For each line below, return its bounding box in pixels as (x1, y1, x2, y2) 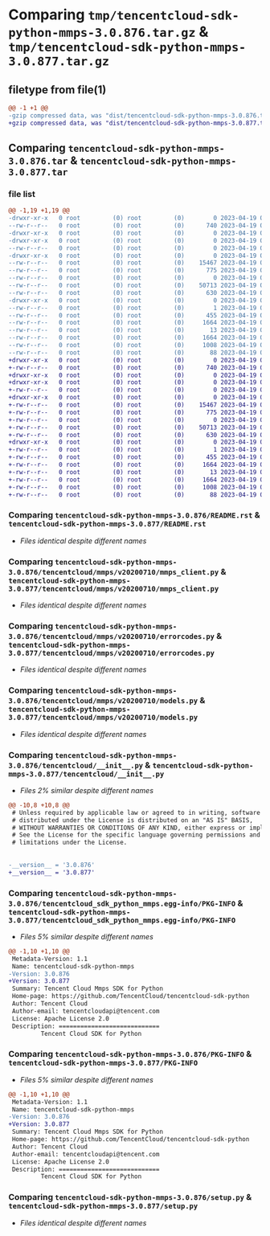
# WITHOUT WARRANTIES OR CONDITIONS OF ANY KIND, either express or (11, 824, 247, 832)
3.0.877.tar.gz (8, 54, 110, 69)
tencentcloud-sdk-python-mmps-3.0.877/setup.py (8, 1201, 198, 1211)
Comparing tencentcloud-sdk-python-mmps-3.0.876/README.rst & (8, 510, 260, 521)
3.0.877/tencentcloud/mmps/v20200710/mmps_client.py (8, 584, 219, 593)
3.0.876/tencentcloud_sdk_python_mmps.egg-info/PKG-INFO (8, 898, 236, 908)
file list (8, 188, 36, 199)
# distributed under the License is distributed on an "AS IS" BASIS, (11, 816, 253, 825)
